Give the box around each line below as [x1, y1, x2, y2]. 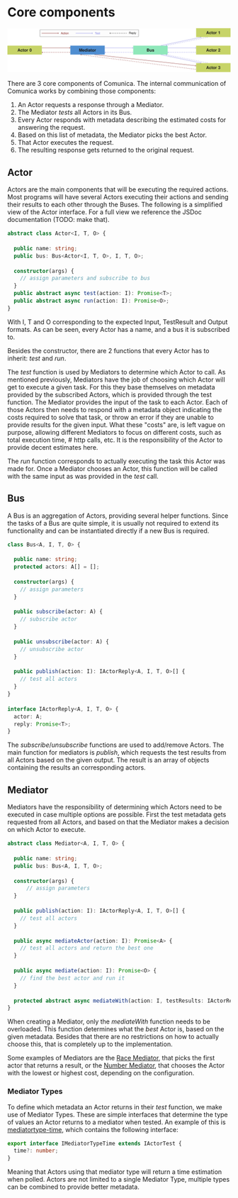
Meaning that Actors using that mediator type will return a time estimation [7, 1168, 222, 1176]
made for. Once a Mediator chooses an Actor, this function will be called [7, 464, 218, 472]
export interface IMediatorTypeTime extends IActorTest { [7, 1140, 182, 1147]
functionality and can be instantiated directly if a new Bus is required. [7, 526, 210, 535]
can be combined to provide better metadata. [7, 1182, 140, 1192]
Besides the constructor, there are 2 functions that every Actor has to [7, 346, 210, 355]
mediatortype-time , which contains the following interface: [7, 1125, 178, 1133]
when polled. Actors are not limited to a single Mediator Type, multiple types [7, 1175, 230, 1184]
